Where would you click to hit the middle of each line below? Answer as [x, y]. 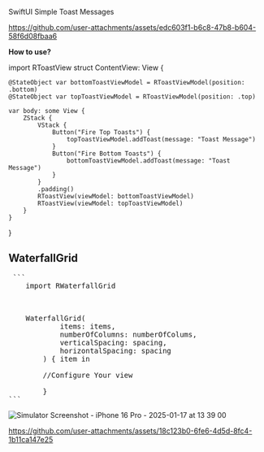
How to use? [30, 52]
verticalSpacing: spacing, [113, 342]
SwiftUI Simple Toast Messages [61, 12]
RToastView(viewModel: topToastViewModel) [110, 203]
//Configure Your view [88, 375]
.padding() [56, 189]
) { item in [67, 359]
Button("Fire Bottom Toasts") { [106, 154]
